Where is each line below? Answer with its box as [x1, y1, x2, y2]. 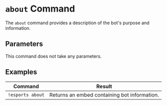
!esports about [8, 92, 45, 97]
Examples [5, 68, 37, 76]
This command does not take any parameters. [5, 53, 102, 59]
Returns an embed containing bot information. [49, 91, 159, 98]
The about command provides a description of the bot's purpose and [5, 20, 150, 26]
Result [96, 83, 113, 90]
